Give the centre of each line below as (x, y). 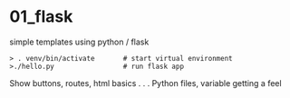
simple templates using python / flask (79, 42)
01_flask (41, 17)
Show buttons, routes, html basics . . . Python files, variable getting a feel (146, 83)
